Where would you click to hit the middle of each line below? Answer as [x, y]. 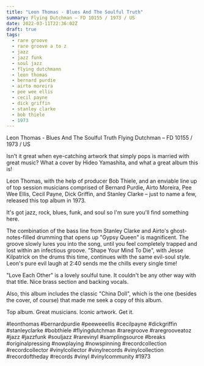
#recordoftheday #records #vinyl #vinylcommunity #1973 [78, 357]
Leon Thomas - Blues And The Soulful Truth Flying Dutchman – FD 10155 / [100, 138]
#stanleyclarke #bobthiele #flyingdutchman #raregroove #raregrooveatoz [99, 330]
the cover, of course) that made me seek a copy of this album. [85, 300]
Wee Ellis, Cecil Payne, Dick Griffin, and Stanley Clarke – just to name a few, [101, 194]
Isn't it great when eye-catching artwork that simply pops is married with [98, 156]
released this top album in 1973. [46, 200]
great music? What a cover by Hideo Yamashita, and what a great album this [102, 162]
